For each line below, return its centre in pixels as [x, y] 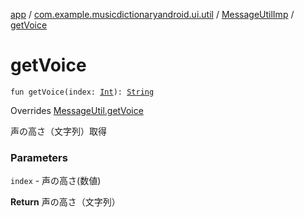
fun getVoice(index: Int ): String [82, 92]
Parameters [39, 157]
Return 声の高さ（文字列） [65, 202]
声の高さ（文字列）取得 [58, 131]
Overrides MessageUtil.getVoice [77, 110]
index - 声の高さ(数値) [56, 181]
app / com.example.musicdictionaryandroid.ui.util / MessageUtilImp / [152, 14]
